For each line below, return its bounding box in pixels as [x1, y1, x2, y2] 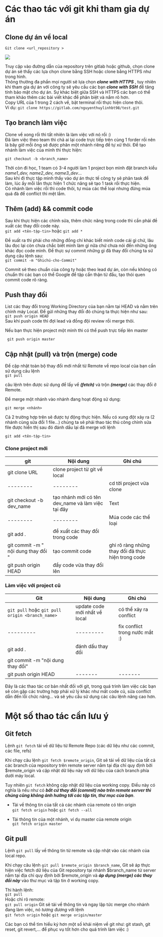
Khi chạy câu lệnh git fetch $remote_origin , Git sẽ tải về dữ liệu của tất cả [5, 757, 156, 763]
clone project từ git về [52, 466, 103, 472]
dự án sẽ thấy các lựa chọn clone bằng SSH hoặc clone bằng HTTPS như [5, 69, 151, 74]
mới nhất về [75, 609, 102, 615]
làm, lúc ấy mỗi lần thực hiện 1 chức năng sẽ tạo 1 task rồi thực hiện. [5, 180, 141, 186]
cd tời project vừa [109, 480, 149, 486]
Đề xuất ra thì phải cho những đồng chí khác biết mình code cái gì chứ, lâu [5, 237, 154, 243]
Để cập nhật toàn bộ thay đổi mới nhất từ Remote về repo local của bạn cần [5, 363, 156, 369]
